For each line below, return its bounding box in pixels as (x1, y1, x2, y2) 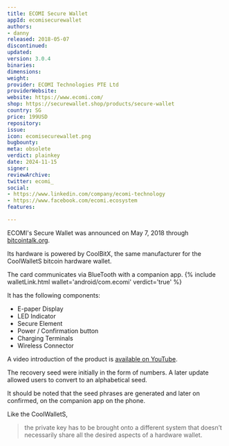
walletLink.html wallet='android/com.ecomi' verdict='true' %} (7, 277, 182, 286)
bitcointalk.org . (7, 236, 51, 244)
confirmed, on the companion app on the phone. (7, 396, 145, 404)
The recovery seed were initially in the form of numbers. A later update (7, 368, 209, 377)
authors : (7, 23, 33, 30)
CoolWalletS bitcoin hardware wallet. (7, 257, 112, 265)
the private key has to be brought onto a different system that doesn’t (24, 423, 223, 431)
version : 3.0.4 (7, 55, 51, 62)
